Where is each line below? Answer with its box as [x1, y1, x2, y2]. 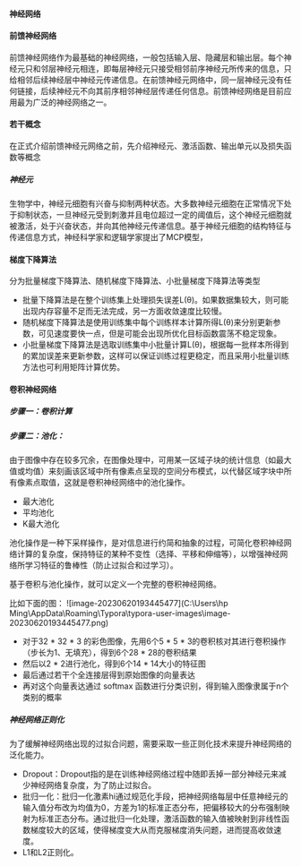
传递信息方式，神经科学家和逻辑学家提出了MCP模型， [9, 231, 208, 242]
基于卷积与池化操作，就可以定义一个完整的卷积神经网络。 [9, 579, 221, 590]
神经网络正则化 [9, 714, 64, 725]
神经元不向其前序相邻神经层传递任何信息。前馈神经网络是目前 [56, 85, 284, 96]
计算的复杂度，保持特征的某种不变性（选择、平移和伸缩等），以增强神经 [16, 549, 280, 560]
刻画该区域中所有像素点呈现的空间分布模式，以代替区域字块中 [56, 466, 284, 476]
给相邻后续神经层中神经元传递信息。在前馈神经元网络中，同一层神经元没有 [9, 74, 284, 85]
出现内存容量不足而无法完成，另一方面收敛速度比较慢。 [21, 305, 227, 317]
